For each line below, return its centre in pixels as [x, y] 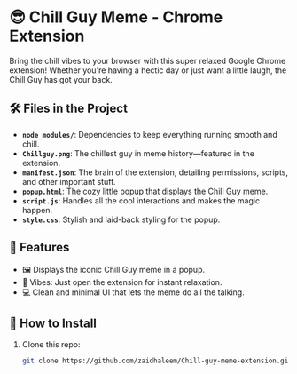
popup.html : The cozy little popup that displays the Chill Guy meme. [145, 191]
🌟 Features [39, 247]
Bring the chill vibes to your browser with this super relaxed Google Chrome [148, 60]
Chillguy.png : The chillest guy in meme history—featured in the [138, 153]
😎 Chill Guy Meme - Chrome [116, 17]
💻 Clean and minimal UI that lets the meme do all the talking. [133, 292]
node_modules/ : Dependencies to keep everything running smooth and [149, 134]
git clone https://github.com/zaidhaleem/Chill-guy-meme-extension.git [157, 361]
